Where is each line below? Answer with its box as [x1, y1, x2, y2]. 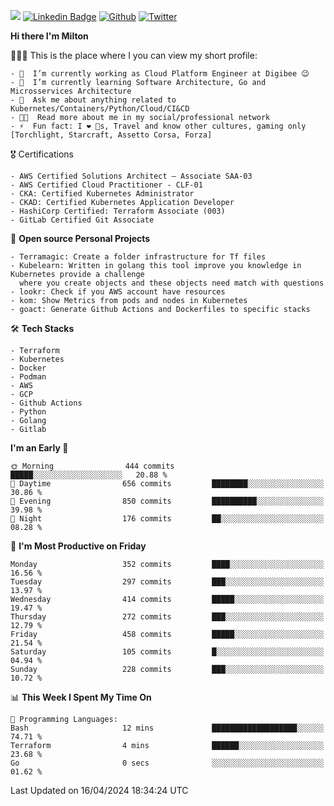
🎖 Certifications [10, 148, 74, 160]
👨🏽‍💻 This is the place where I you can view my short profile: [10, 50, 258, 61]
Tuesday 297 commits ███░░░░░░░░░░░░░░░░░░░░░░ [10, 577, 325, 587]
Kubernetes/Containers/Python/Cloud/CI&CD [10, 104, 190, 114]
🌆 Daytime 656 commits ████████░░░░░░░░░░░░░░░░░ [10, 479, 325, 489]
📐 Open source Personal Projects [10, 233, 151, 244]
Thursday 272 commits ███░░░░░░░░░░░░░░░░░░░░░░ [10, 612, 325, 622]
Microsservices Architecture [10, 86, 132, 96]
